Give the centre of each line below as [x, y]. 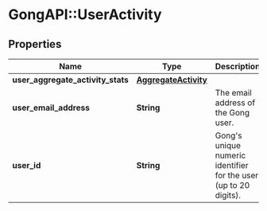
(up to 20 [232, 185]
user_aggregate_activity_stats [70, 80]
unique [228, 145]
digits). [228, 195]
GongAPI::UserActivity [85, 15]
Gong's [228, 135]
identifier [232, 165]
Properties [35, 44]
